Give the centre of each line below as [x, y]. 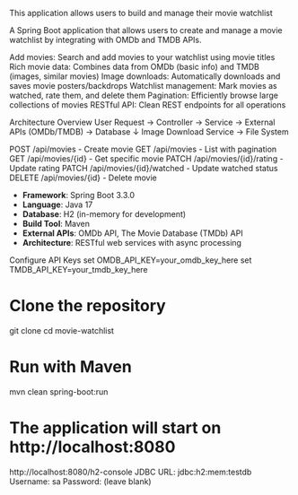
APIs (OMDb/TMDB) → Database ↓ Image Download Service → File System [149, 132]
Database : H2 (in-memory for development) [104, 214]
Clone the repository [88, 306]
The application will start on [115, 428]
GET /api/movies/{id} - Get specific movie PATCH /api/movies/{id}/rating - [147, 159]
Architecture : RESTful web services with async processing [132, 243]
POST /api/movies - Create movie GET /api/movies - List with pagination [143, 149]
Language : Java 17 [57, 204]
